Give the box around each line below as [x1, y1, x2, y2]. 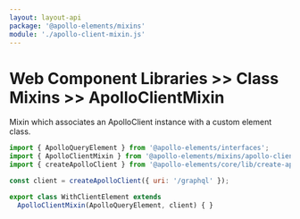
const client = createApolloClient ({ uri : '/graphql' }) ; [9, 176, 229, 185]
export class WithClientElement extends [9, 192, 162, 201]
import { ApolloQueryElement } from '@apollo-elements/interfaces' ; [9, 144, 270, 153]
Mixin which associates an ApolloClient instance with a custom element [9, 117, 272, 128]
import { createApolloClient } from [9, 160, 146, 170]
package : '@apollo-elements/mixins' [9, 21, 146, 30]
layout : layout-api [9, 13, 82, 22]
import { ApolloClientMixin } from [9, 152, 142, 161]
